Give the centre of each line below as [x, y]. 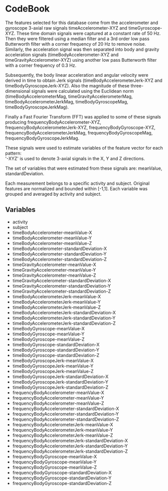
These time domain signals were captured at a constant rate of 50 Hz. [89, 33]
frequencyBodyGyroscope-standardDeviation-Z [62, 483]
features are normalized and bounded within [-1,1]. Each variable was [76, 188]
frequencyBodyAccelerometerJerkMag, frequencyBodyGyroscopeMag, [79, 133]
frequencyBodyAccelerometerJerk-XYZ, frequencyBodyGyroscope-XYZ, [80, 127]
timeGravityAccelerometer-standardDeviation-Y [62, 286]
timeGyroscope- [145, 28]
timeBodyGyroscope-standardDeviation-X [56, 344]
